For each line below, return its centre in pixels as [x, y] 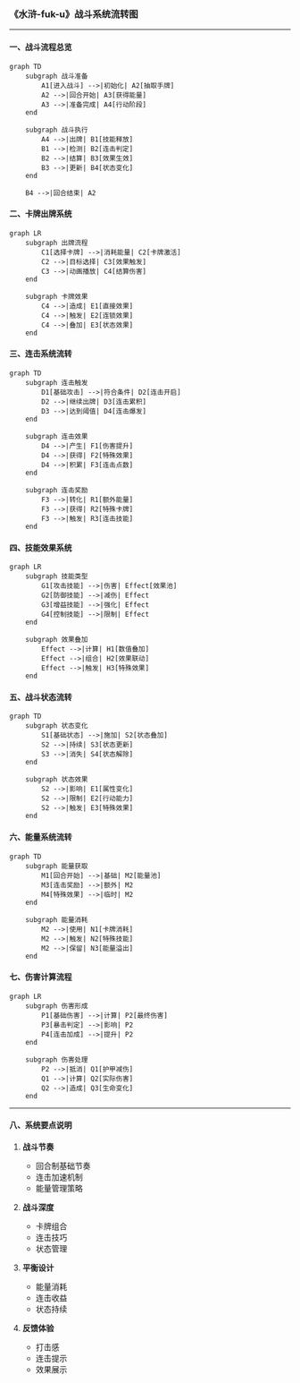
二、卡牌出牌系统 [41, 214]
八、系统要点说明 [41, 1125]
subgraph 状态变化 [57, 726]
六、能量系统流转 [41, 837]
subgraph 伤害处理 [57, 1059]
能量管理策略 [59, 1188]
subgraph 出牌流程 [57, 243]
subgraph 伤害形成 [57, 1006]
